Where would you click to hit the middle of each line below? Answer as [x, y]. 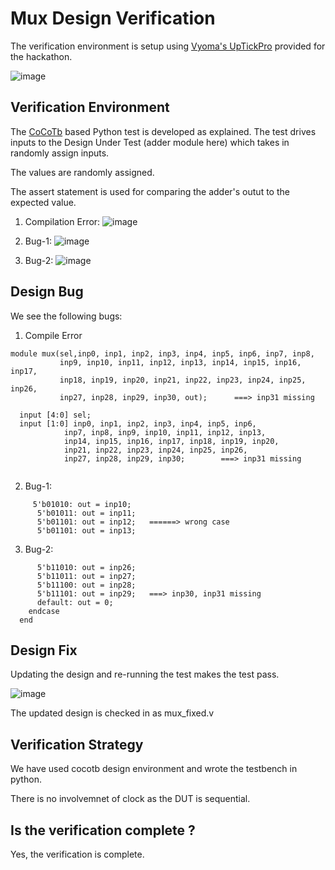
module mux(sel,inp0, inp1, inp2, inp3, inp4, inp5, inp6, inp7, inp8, [162, 353]
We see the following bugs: [66, 316]
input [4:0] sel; [55, 415]
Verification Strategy [77, 744]
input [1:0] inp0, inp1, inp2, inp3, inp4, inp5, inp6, [138, 423]
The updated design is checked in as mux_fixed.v [112, 713]
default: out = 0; [75, 602]
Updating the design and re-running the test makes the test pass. [145, 674]
